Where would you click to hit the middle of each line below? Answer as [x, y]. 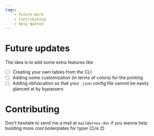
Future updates [38, 48]
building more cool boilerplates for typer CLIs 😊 [55, 128]
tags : [11, 10]
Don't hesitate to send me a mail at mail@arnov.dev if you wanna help [76, 123]
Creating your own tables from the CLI [52, 72]
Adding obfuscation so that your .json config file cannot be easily [81, 83]
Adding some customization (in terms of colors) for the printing [78, 77]
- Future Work [29, 14]
